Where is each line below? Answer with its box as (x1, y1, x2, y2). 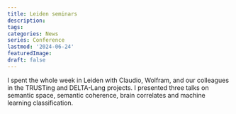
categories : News (7, 30, 59, 38)
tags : (7, 23, 23, 30)
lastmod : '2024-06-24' (7, 43, 74, 50)
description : (7, 17, 46, 24)
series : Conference (7, 37, 65, 44)
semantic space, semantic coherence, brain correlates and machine (7, 91, 206, 99)
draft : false (7, 57, 46, 64)
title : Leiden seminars (7, 10, 78, 18)
